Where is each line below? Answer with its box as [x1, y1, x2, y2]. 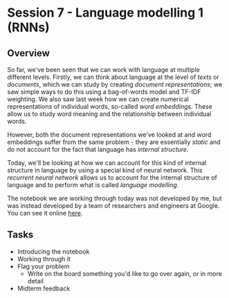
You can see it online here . [7, 209, 83, 217]
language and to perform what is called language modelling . [7, 181, 179, 189]
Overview [7, 47, 51, 59]
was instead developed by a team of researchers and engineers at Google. [7, 202, 220, 209]
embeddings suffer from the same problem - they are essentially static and [7, 138, 221, 146]
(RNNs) [7, 19, 50, 35]
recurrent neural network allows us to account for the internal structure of [7, 173, 218, 182]
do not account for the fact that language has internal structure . [7, 146, 189, 153]
